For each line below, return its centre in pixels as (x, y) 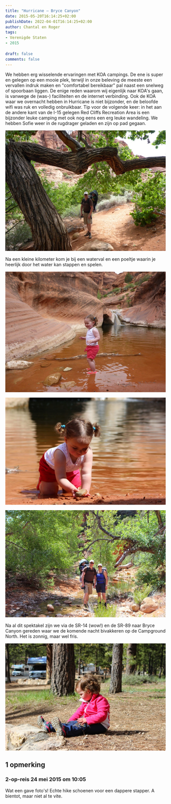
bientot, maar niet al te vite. (34, 796)
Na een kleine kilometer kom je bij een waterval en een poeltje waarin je (81, 259)
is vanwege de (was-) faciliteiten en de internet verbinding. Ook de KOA (81, 96)
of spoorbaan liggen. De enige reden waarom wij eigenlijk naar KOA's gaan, (84, 91)
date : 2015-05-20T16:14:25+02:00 (41, 16)
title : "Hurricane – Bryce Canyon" (43, 11)
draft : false (19, 54)
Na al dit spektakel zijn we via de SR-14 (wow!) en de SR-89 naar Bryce (80, 625)
